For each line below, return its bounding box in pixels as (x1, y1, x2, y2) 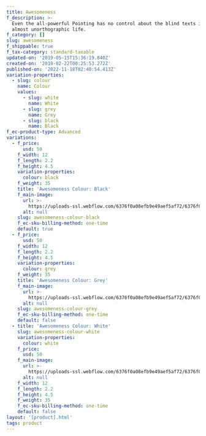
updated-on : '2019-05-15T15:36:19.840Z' (6, 55, 112, 61)
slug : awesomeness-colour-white (17, 329, 100, 335)
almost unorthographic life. (12, 26, 86, 33)
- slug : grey (22, 106, 56, 112)
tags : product (6, 420, 43, 426)
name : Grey (28, 112, 56, 118)
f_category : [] (6, 32, 45, 38)
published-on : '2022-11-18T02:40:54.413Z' (6, 66, 116, 72)
